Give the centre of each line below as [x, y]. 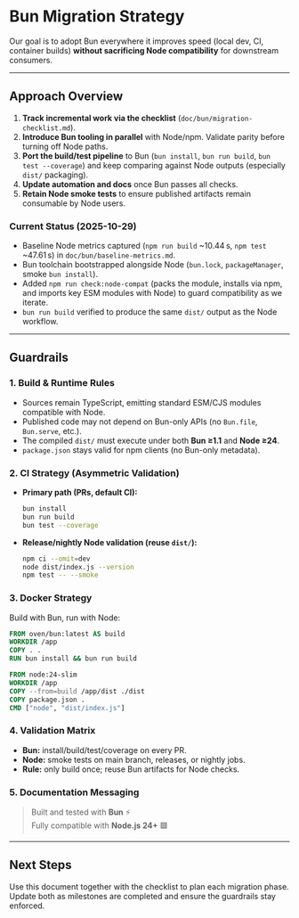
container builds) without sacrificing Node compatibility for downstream [144, 50]
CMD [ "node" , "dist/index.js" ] [67, 708]
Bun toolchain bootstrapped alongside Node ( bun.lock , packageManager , [153, 265]
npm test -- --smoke [60, 575]
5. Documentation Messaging [74, 792]
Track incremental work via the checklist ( [101, 118]
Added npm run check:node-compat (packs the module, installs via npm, [152, 283]
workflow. [40, 322]
